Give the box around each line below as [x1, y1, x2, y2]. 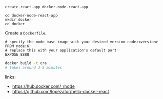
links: [5, 74, 16, 80]
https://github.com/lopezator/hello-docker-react [12, 88, 109, 94]
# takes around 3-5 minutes [5, 65, 62, 70]
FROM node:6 [5, 44, 29, 49]
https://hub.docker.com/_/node [12, 83, 75, 89]
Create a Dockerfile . [5, 30, 47, 36]
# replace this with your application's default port [5, 48, 117, 53]
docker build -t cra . [5, 61, 51, 66]
